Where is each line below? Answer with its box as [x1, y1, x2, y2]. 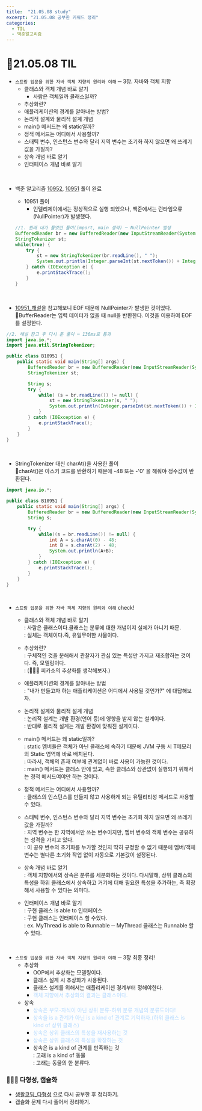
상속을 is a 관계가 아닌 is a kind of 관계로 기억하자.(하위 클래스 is [32, 1014, 185, 1021]
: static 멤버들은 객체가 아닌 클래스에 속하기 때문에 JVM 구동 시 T [23, 743, 177, 750]
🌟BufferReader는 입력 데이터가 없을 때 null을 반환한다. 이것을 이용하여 [14, 311, 180, 319]
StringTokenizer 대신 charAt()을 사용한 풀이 [14, 460, 119, 467]
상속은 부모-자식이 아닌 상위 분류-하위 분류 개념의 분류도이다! [32, 1006, 176, 1014]
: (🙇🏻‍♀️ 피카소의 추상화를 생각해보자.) [23, 667, 111, 674]
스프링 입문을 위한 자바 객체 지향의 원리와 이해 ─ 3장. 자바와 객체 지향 [14, 78, 171, 85]
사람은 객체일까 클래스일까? [32, 93, 97, 100]
